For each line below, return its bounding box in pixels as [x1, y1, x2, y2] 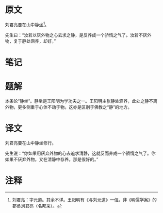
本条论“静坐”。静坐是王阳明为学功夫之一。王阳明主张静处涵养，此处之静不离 [5, 98, 158, 104]
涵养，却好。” [30, 38, 56, 44]
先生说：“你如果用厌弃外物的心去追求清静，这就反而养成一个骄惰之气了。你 [5, 150, 156, 156]
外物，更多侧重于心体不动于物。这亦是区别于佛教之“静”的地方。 [5, 104, 132, 110]
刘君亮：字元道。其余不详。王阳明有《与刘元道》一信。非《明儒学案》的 [12, 196, 157, 202]
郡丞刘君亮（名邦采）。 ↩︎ [12, 203, 62, 209]
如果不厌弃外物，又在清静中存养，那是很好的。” [5, 156, 98, 162]
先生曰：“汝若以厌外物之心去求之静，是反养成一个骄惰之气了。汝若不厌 [5, 32, 147, 38]
